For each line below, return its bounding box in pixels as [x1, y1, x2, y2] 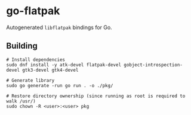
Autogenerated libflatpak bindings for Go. [6, 24, 112, 31]
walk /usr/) [6, 98, 36, 104]
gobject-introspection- [123, 62, 183, 68]
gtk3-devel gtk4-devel [21, 67, 79, 73]
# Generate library [6, 77, 55, 84]
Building [6, 41, 38, 51]
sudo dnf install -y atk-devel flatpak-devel [6, 62, 121, 68]
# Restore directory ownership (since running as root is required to [6, 93, 186, 99]
